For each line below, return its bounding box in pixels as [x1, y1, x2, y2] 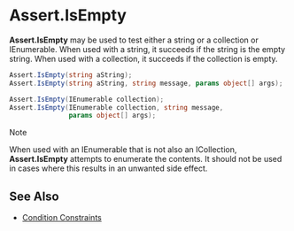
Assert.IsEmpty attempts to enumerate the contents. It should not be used [9, 154, 282, 165]
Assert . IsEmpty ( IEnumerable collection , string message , [9, 103, 224, 112]
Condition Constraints [21, 212, 102, 223]
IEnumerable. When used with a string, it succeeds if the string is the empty [9, 43, 286, 54]
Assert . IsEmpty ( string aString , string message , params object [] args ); [9, 79, 283, 88]
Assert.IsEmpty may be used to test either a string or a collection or [9, 35, 259, 45]
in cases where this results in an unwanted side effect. [9, 163, 208, 173]
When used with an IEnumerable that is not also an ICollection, [9, 144, 237, 155]
